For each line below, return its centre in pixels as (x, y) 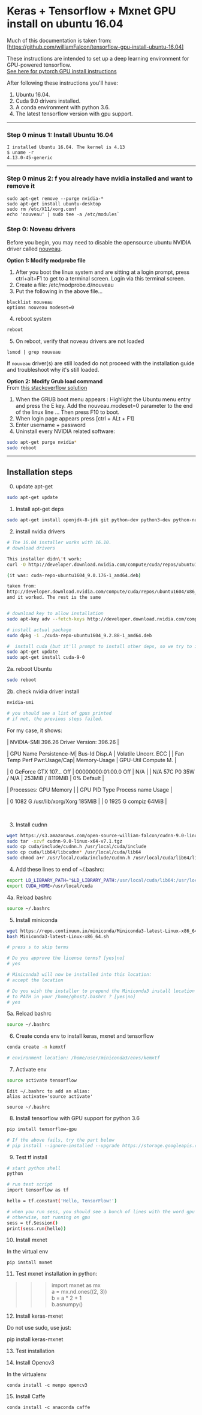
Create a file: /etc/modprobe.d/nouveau (64, 285)
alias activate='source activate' (50, 1096)
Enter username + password (50, 425)
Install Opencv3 (35, 1363)
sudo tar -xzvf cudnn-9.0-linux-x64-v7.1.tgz (64, 841)
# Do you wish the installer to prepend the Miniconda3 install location (101, 991)
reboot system (33, 318)
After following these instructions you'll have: (63, 83)
